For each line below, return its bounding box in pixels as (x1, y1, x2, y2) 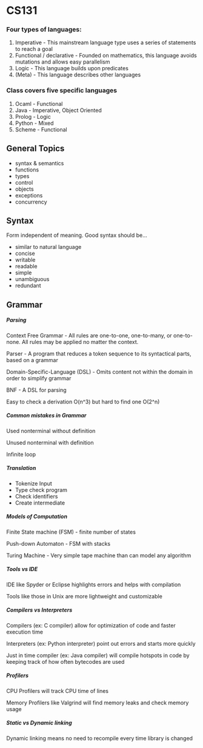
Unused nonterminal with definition (6, 439, 94, 446)
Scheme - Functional (15, 125, 68, 133)
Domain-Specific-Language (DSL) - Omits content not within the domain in (6, 368, 193, 376)
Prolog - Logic (15, 113, 52, 120)
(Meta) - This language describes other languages (15, 71, 141, 79)
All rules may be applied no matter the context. (22, 338, 139, 345)
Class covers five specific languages (6, 86, 118, 94)
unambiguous (15, 276, 50, 283)
